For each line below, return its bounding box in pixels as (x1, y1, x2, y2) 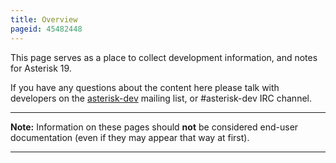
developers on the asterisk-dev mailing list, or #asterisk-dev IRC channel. (10, 92, 312, 104)
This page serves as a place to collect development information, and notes (10, 51, 318, 63)
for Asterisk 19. (10, 62, 72, 74)
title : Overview (10, 14, 78, 25)
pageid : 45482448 (10, 24, 83, 34)
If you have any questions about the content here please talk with (10, 81, 280, 93)
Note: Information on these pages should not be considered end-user (10, 121, 299, 133)
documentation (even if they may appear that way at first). (10, 131, 250, 143)
